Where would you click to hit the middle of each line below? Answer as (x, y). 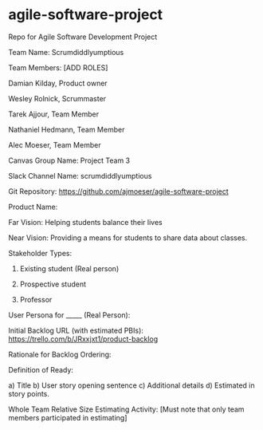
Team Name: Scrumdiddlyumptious (66, 52)
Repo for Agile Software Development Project (83, 37)
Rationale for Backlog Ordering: (60, 354)
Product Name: (33, 207)
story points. (29, 393)
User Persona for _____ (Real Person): (69, 315)
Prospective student (53, 284)
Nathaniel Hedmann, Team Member (67, 129)
